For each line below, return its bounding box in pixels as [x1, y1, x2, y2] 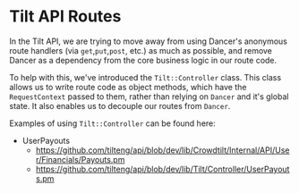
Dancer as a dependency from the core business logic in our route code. [9, 55, 278, 65]
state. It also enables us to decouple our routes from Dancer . [9, 100, 231, 111]
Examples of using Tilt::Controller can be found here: [9, 118, 217, 129]
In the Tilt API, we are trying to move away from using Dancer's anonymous [9, 36, 288, 46]
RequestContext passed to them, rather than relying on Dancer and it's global [9, 91, 289, 102]
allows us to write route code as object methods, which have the [9, 81, 247, 92]
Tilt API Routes [9, 6, 122, 27]
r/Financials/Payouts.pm [35, 154, 125, 164]
